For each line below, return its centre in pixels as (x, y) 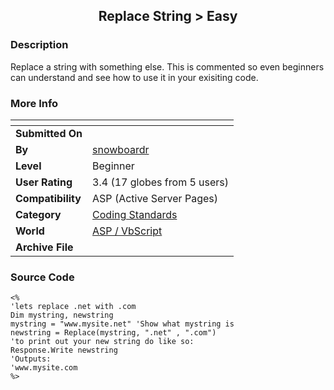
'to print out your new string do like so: (102, 342)
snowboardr (121, 149)
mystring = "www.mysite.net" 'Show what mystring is (122, 324)
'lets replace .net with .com (73, 307)
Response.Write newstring (64, 350)
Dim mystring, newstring (62, 315)
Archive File (44, 247)
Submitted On (49, 133)
